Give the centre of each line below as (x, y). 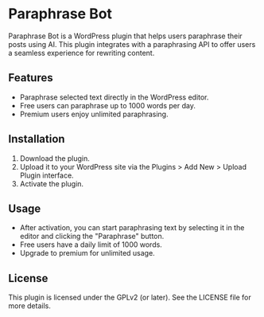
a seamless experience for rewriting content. (82, 53)
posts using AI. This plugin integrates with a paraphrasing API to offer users (132, 44)
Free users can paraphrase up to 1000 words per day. (108, 105)
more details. (30, 306)
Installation (37, 139)
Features (31, 78)
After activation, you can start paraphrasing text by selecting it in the (132, 228)
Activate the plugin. (52, 183)
